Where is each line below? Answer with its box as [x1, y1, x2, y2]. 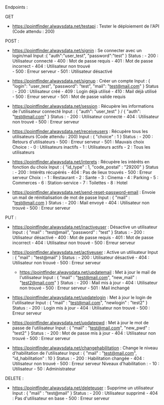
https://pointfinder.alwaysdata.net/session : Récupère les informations [12, 103, 154, 109]
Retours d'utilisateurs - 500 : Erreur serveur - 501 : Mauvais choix [12, 139, 144, 145]
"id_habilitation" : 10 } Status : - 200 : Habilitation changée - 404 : [12, 355, 144, 361]
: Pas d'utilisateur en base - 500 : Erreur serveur [12, 396, 110, 401]
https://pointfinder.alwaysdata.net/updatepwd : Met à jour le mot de [12, 320, 149, 325]
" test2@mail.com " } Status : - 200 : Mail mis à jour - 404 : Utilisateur [19, 280, 158, 285]
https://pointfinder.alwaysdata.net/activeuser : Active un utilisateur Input [12, 249, 158, 255]
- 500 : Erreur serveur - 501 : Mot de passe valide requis [12, 93, 126, 99]
